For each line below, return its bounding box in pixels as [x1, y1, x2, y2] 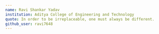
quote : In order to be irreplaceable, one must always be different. [5, 16, 155, 21]
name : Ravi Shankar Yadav [5, 7, 60, 12]
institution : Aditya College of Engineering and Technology [5, 12, 135, 17]
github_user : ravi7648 [5, 21, 53, 26]
